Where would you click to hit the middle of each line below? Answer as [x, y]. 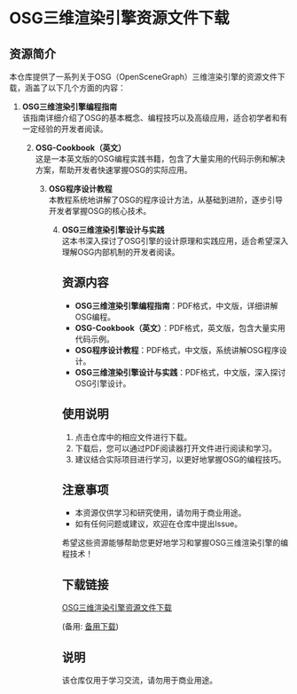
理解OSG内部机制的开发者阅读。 [121, 252]
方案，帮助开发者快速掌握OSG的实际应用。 [113, 170]
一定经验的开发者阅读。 [65, 129]
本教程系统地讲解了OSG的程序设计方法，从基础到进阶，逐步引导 [166, 200]
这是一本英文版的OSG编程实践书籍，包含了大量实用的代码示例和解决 [160, 159]
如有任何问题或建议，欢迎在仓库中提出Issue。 [158, 524]
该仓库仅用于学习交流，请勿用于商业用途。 [140, 681]
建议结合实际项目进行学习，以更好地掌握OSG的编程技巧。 [180, 459]
